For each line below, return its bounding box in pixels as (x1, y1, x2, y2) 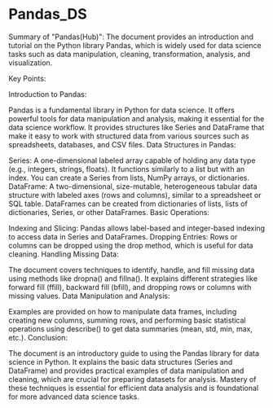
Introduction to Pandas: (8, 89, 87, 99)
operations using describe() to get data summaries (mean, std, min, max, (8, 323, 253, 334)
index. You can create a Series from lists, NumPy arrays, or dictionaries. (8, 173, 250, 182)
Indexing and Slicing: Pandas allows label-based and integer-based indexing (8, 223, 266, 233)
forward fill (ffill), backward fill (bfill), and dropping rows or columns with (8, 282, 252, 292)
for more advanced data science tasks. (8, 392, 140, 401)
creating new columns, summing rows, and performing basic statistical (8, 315, 246, 325)
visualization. (8, 58, 53, 68)
